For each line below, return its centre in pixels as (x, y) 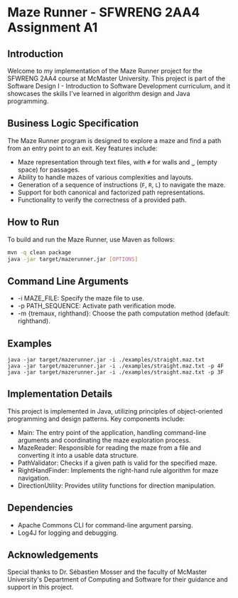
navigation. (34, 478)
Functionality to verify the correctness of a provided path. (102, 199)
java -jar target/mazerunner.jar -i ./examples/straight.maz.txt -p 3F (115, 372)
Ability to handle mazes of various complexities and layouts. (106, 177)
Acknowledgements (53, 555)
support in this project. (40, 587)
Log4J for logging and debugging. (68, 533)
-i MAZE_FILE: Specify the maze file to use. (81, 298)
